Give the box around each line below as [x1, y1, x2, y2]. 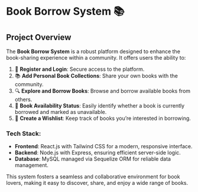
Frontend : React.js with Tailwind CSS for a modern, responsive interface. [14, 143, 193, 150]
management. [14, 162, 49, 169]
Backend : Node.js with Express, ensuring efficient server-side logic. [14, 149, 181, 157]
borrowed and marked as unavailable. [14, 109, 107, 115]
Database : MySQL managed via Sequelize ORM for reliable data [14, 155, 171, 162]
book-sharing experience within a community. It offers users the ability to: [6, 54, 186, 61]
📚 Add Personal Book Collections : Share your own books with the [14, 72, 178, 79]
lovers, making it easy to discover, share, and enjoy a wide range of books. [6, 180, 189, 187]
